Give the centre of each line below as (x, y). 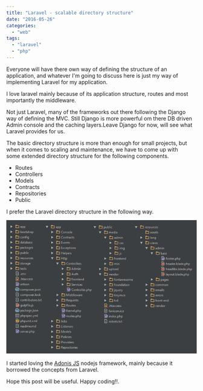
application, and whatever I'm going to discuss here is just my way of (92, 75)
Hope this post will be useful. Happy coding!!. (63, 381)
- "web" (21, 32)
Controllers (29, 174)
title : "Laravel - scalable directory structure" (70, 13)
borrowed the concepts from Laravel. (53, 370)
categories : (21, 25)
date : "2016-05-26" (31, 19)
